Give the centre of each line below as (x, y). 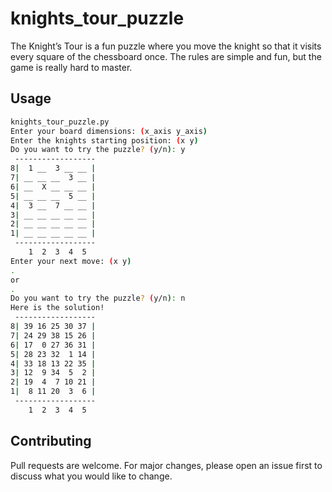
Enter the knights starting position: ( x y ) (104, 140)
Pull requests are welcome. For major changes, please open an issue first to (166, 465)
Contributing (51, 441)
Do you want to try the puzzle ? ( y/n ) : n (98, 298)
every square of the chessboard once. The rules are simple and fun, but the (166, 56)
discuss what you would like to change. (91, 476)
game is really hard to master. (71, 67)
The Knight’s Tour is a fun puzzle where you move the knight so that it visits (166, 46)
